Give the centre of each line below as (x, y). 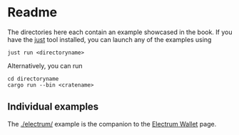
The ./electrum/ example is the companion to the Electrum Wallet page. (112, 124)
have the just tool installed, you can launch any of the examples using (110, 39)
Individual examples (53, 107)
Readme (32, 12)
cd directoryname (33, 79)
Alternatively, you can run (45, 65)
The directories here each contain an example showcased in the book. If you (120, 32)
